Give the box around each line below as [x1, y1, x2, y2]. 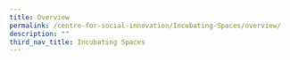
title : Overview [9, 12, 70, 22]
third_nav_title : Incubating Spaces [9, 37, 145, 47]
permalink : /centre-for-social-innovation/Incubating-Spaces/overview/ [9, 21, 281, 30]
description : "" [9, 29, 70, 38]
